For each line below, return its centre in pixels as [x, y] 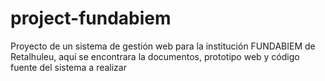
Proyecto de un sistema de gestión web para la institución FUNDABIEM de [163, 46]
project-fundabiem [91, 18]
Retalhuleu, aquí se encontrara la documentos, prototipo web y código [155, 56]
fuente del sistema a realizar [68, 67]
